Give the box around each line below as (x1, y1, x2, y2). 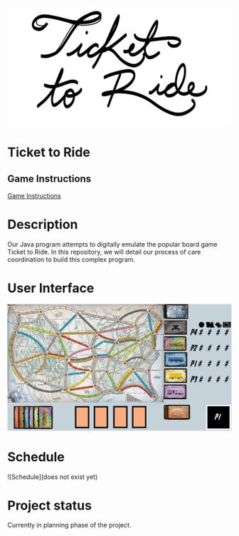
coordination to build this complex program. (7, 255, 136, 264)
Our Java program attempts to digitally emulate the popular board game (7, 240, 218, 249)
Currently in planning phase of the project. (7, 521, 132, 530)
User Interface (7, 280, 95, 297)
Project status (7, 498, 92, 513)
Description (7, 217, 78, 233)
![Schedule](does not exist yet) (7, 473, 98, 481)
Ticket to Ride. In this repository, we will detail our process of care (7, 248, 201, 257)
